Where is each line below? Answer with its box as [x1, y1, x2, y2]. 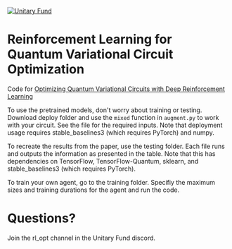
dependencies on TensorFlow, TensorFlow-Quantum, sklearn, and [7, 157, 199, 165]
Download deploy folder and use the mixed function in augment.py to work [7, 113, 219, 121]
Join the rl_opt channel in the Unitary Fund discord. [7, 233, 156, 242]
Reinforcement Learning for [7, 32, 172, 47]
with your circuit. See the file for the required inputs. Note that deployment [7, 121, 223, 129]
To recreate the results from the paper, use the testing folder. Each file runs [7, 142, 225, 150]
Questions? [7, 210, 76, 226]
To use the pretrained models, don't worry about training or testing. [7, 106, 202, 114]
